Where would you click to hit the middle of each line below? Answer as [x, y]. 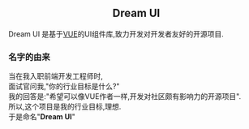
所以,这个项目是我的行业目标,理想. [65, 107]
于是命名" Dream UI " [42, 117]
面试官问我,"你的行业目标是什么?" [64, 86]
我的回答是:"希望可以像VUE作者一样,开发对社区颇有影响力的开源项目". [125, 97]
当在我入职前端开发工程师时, [56, 76]
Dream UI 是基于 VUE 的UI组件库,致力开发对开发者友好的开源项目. [116, 34]
